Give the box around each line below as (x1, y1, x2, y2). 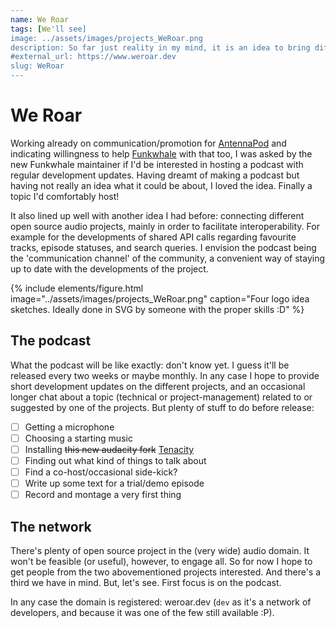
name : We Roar (10, 14, 70, 25)
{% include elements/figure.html (10, 282, 144, 294)
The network (10, 518, 92, 535)
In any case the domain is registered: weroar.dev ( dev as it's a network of (10, 596, 312, 608)
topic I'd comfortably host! (10, 190, 120, 202)
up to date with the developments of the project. (10, 262, 209, 275)
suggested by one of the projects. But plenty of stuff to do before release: (10, 401, 315, 413)
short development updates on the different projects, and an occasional (10, 380, 306, 392)
